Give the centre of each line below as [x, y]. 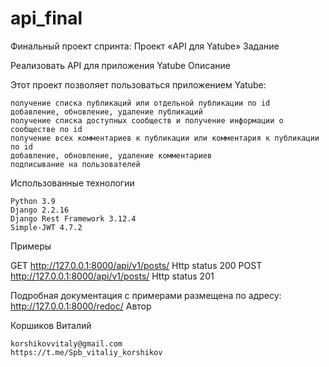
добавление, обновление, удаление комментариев [111, 155]
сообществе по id [46, 129]
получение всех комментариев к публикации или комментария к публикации [165, 138]
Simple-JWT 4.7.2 [46, 227]
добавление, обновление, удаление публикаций [106, 112]
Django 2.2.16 [40, 210]
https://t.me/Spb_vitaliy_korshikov [86, 352]
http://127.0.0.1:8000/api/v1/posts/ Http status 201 [112, 276]
